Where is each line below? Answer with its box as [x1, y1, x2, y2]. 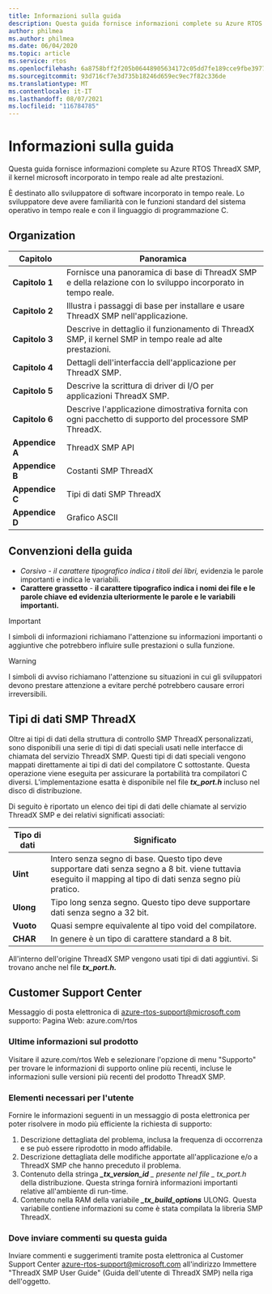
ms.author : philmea [8, 34, 74, 43]
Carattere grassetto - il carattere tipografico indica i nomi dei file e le [19, 583, 256, 592]
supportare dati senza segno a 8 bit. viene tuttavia [50, 863, 241, 874]
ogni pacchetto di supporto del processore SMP [66, 413, 249, 425]
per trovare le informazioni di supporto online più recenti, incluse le [8, 1063, 232, 1073]
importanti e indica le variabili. [19, 574, 121, 584]
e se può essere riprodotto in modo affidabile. [19, 1143, 173, 1153]
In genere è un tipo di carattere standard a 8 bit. [50, 933, 232, 944]
